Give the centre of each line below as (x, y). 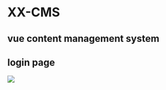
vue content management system (83, 39)
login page (31, 62)
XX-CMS (34, 12)
